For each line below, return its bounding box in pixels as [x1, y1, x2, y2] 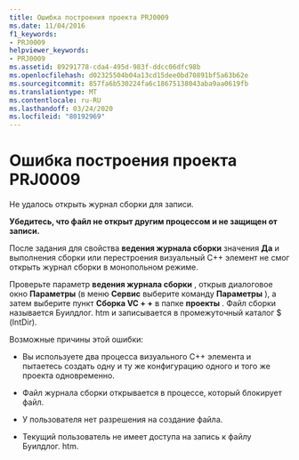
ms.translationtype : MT [9, 87, 98, 96]
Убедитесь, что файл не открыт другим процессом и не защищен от [9, 216, 278, 227]
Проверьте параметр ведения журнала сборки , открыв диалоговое [9, 279, 273, 290]
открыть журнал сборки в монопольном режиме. [9, 262, 198, 272]
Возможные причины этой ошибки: [9, 335, 144, 345]
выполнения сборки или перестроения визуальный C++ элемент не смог [9, 253, 290, 263]
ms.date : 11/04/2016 [9, 21, 86, 30]
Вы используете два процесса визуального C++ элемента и [21, 351, 252, 362]
